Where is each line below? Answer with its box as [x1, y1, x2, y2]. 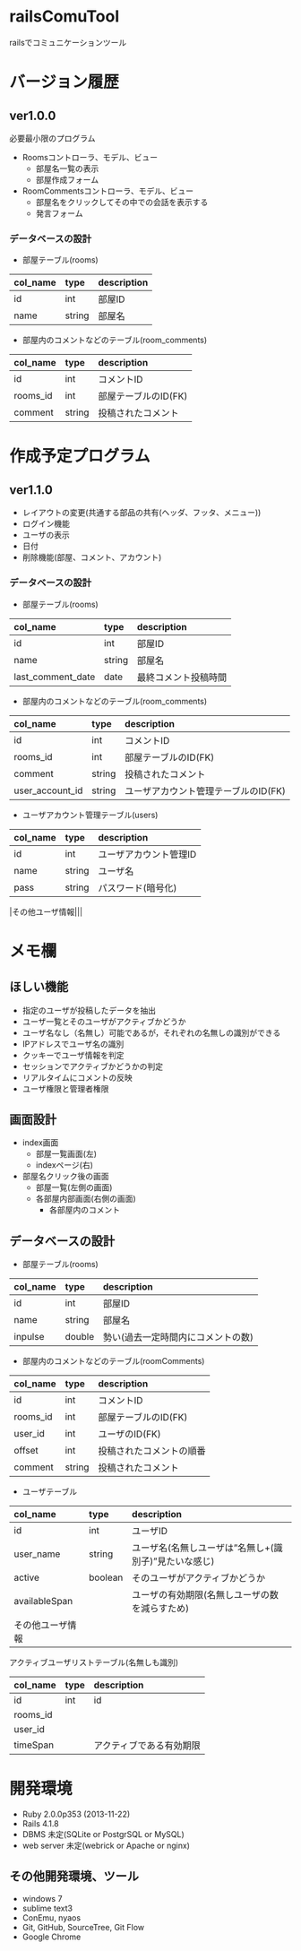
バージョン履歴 [9, 72, 119, 92]
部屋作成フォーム [35, 174, 99, 185]
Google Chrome [21, 1931, 82, 1942]
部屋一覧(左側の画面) [35, 1182, 113, 1193]
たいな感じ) [166, 1555, 215, 1567]
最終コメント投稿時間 [137, 670, 228, 683]
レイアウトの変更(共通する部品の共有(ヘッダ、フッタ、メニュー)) [21, 507, 262, 518]
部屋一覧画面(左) [35, 1149, 97, 1160]
